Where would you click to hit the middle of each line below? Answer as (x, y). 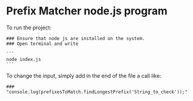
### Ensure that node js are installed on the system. (76, 38)
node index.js (24, 59)
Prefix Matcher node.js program (87, 11)
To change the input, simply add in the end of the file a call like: (84, 75)
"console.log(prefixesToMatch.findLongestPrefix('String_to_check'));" (97, 92)
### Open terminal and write (42, 44)
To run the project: (29, 27)
